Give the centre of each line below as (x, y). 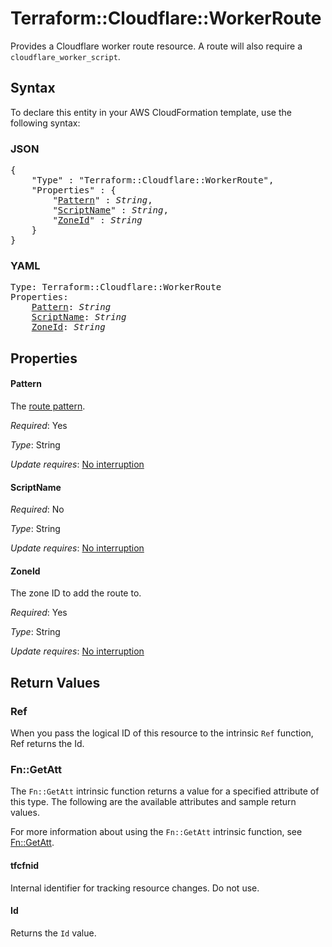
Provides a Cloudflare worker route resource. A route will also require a (156, 46)
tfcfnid (25, 865)
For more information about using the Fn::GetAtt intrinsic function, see (156, 832)
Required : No (37, 509)
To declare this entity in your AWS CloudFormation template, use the (151, 112)
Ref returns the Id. (47, 744)
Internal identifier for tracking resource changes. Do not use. (135, 888)
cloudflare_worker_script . (65, 56)
